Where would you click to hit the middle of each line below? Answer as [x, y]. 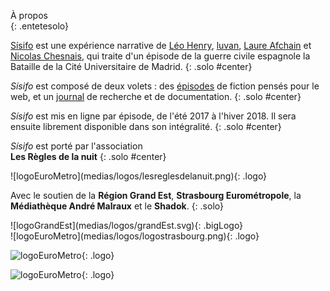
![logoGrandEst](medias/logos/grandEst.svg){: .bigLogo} [127, 225]
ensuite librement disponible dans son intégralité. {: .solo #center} [146, 126]
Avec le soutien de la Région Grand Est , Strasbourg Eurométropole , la [156, 195]
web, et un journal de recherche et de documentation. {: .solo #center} [156, 96]
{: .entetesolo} [39, 26]
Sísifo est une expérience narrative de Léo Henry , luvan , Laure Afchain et [161, 45]
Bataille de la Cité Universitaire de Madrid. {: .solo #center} [131, 66]
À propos [29, 15]
